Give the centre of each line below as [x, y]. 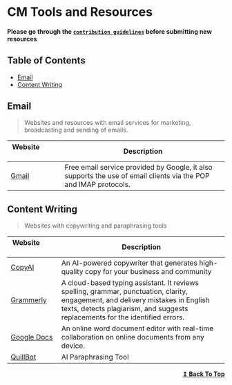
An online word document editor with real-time [137, 328]
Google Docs [32, 337]
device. [73, 346]
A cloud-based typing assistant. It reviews [130, 283]
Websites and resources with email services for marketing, [107, 123]
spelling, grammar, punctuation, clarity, [125, 292]
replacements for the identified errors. [123, 317]
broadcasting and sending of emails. [76, 130]
